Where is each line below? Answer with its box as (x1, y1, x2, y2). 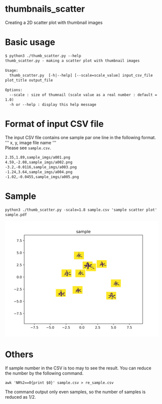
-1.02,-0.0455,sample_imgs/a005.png (5, 174, 79, 179)
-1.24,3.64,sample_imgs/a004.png (5, 169, 73, 174)
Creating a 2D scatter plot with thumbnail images (5, 20, 103, 25)
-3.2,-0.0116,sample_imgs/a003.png (5, 164, 77, 169)
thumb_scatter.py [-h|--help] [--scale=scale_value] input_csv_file (9, 73, 153, 78)
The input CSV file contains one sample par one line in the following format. (5, 134, 156, 140)
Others (5, 349, 34, 360)
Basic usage (5, 37, 55, 48)
